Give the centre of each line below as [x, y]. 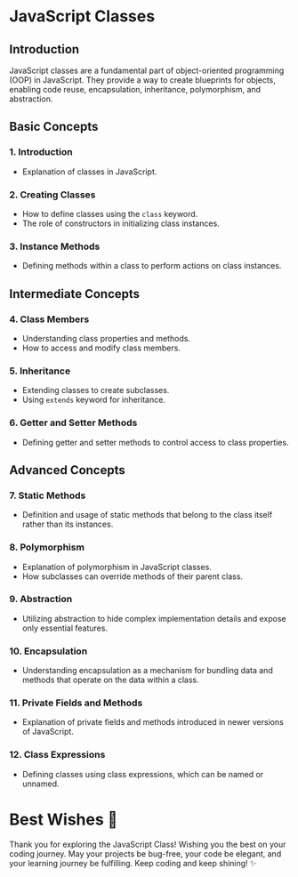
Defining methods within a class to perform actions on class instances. [152, 266]
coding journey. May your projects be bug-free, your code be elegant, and [145, 853]
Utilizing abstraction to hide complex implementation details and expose [154, 618]
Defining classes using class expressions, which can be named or [143, 774]
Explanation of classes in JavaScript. [89, 172]
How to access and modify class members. [101, 348]
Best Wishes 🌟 [64, 819]
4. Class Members [49, 319]
